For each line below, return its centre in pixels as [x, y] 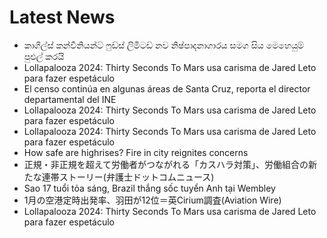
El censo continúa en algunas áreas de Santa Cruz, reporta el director [167, 88]
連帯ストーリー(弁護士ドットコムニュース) [128, 177]
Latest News [62, 17]
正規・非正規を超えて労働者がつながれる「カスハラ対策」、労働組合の [166, 164]
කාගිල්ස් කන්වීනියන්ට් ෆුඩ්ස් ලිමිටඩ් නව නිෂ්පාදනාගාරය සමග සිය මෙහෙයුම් [164, 45]
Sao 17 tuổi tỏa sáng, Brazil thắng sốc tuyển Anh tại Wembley [149, 188]
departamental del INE [70, 99]
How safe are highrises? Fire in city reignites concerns [136, 152]
